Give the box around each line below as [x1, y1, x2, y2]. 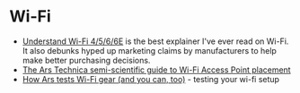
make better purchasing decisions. [22, 55, 151, 65]
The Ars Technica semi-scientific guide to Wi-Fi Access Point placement [22, 64, 291, 75]
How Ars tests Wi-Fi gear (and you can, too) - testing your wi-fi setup [22, 73, 280, 84]
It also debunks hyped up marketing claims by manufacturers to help [22, 45, 277, 55]
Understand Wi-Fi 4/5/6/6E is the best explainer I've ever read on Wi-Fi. [22, 36, 289, 46]
